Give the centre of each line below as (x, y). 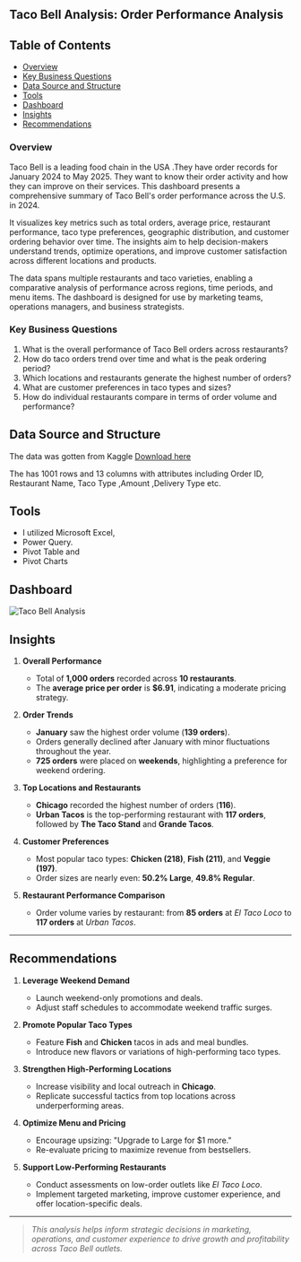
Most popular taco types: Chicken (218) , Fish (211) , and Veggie (153, 859)
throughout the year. (73, 752)
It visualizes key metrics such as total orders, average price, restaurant (140, 222)
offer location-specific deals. (89, 1203)
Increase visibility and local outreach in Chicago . (126, 1086)
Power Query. (47, 543)
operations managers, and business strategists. (97, 306)
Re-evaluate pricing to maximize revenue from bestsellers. (143, 1149)
